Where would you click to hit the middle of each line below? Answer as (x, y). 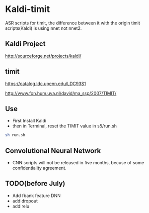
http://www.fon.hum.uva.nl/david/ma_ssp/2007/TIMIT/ (61, 93)
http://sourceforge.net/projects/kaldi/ (43, 56)
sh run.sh (15, 135)
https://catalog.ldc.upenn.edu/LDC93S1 (45, 84)
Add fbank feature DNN (37, 196)
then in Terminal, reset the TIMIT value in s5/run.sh (65, 126)
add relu (21, 206)
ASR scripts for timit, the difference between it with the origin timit (73, 23)
